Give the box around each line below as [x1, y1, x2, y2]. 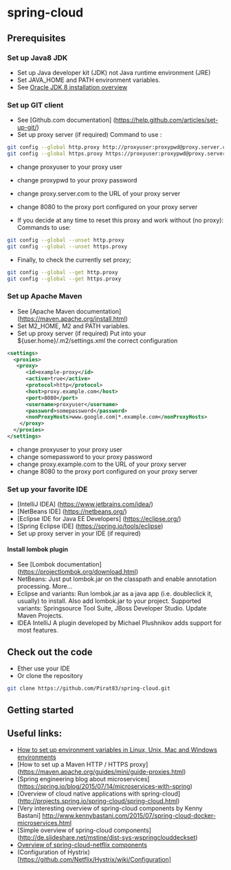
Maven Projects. [16, 611, 63, 620]
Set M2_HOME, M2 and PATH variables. [16, 321, 131, 330]
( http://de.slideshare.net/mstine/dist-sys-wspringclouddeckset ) [16, 834, 198, 842]
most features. [16, 626, 58, 635]
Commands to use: [16, 223, 71, 231]
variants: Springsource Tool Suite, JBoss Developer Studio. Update [16, 604, 207, 613]
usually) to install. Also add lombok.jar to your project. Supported [16, 597, 201, 605]
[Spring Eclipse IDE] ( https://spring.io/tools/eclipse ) [16, 522, 164, 531]
